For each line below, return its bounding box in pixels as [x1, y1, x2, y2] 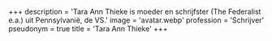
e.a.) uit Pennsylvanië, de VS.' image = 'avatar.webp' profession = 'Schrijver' [8, 15, 265, 25]
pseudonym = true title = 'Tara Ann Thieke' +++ [8, 24, 168, 33]
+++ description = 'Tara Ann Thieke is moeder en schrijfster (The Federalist [8, 7, 261, 16]
